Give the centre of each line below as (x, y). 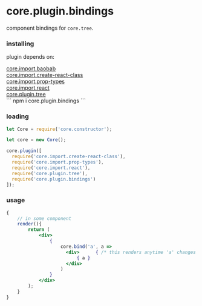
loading (18, 116)
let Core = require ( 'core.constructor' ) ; (59, 129)
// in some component (44, 218)
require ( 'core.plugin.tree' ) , (50, 173)
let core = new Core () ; (36, 140)
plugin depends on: (30, 57)
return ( (39, 230)
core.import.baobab (31, 68)
